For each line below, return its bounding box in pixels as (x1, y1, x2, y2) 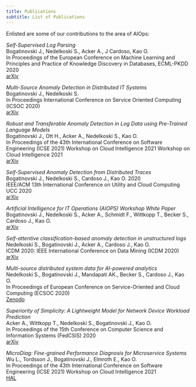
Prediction (6, 313, 31, 320)
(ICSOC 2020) (6, 102, 40, 109)
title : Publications (6, 8, 57, 15)
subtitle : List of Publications (6, 14, 85, 20)
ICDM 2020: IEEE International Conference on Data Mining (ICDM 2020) (6, 247, 180, 254)
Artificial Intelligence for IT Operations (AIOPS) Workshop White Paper (6, 205, 176, 212)
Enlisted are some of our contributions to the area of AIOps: (6, 30, 150, 37)
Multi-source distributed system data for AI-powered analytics (6, 264, 157, 272)
